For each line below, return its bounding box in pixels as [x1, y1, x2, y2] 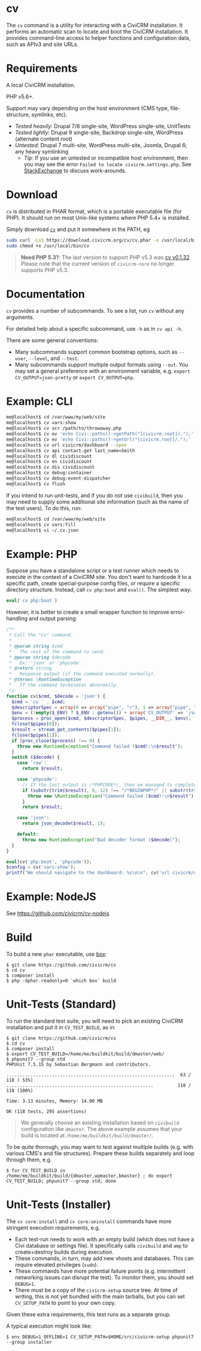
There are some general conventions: [6, 337, 99, 344]
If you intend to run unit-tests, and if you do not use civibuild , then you [6, 492, 184, 499]
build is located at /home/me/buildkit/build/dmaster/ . [20, 1132, 154, 1139]
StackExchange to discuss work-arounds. [23, 167, 127, 174]
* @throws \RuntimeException [8, 676, 82, 683]
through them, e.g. [6, 1156, 52, 1163]
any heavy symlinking [14, 148, 69, 155]
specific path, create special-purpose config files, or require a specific [6, 580, 181, 587]
